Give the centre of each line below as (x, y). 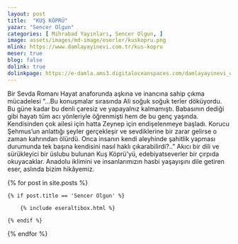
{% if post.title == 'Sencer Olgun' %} (66, 196)
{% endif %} (25, 221)
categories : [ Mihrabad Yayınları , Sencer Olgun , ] (85, 34)
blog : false (25, 60)
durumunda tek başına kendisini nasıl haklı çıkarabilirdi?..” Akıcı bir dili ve (113, 146)
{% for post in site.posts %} (48, 182)
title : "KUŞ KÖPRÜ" (38, 21)
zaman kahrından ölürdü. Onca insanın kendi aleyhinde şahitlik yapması (112, 138)
